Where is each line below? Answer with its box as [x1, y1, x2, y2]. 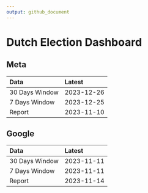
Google [6, 129, 35, 139]
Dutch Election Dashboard [6, 35, 142, 49]
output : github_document [6, 9, 70, 15]
